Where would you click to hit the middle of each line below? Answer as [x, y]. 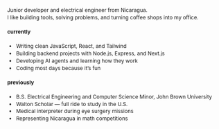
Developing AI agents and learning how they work [77, 61]
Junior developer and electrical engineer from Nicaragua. [77, 10]
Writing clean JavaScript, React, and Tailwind [71, 46]
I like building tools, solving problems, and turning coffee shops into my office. [103, 17]
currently [19, 32]
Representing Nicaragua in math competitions [72, 119]
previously [21, 83]
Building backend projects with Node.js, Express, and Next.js [90, 53]
